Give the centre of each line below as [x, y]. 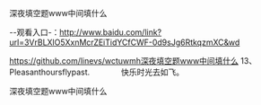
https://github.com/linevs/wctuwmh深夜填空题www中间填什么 [124, 61]
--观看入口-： [35, 32]
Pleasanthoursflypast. [50, 72]
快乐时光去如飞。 [152, 72]
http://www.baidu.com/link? [111, 32]
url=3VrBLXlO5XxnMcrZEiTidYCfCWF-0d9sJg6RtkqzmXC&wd [125, 42]
